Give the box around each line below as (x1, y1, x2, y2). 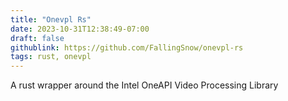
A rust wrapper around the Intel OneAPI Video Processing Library (10, 79, 279, 91)
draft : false (10, 33, 65, 43)
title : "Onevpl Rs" (10, 14, 92, 25)
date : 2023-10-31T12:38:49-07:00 (10, 24, 150, 34)
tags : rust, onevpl (10, 52, 92, 62)
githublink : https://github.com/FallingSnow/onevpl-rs (10, 42, 244, 53)
